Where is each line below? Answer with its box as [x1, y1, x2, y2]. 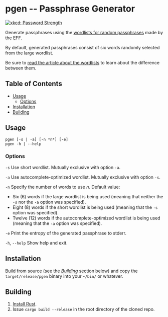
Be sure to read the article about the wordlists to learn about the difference [5, 59, 159, 65]
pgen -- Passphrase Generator [5, 3, 135, 15]
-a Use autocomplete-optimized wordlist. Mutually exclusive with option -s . [5, 174, 160, 180]
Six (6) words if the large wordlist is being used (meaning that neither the [12, 193, 163, 199]
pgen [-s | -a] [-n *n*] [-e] [5, 137, 69, 142]
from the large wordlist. [5, 50, 54, 56]
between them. [5, 65, 37, 71]
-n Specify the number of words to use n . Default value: [5, 184, 120, 190]
